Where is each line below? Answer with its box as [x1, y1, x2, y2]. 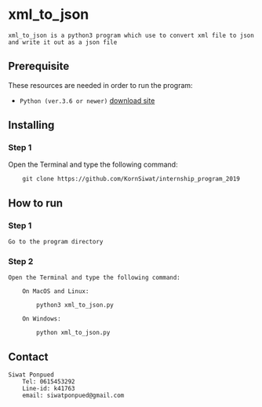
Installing [8, 119, 55, 132]
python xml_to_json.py [36, 328, 111, 337]
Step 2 [8, 256, 34, 267]
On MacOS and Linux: [22, 288, 89, 295]
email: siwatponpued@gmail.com [22, 391, 125, 400]
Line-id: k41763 [22, 385, 76, 393]
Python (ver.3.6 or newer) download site [19, 96, 155, 105]
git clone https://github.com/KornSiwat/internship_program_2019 [22, 175, 241, 183]
